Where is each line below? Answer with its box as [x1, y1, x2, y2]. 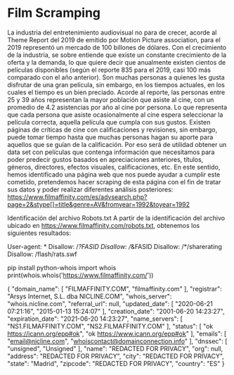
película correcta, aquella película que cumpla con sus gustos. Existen [7, 117, 211, 126]
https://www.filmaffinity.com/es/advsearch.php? [7, 192, 148, 201]
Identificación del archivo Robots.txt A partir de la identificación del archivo [7, 213, 226, 222]
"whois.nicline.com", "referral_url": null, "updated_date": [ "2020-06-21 [7, 299, 213, 307]
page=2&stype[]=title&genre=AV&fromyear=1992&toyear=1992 [7, 200, 190, 208]
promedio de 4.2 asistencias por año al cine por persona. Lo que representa [7, 103, 228, 111]
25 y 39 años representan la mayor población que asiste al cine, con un [7, 95, 214, 103]
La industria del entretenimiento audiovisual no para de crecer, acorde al [7, 28, 217, 37]
